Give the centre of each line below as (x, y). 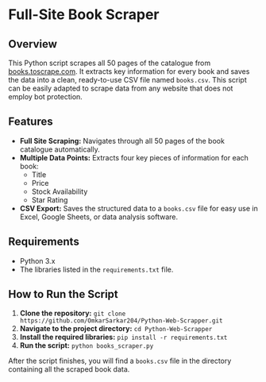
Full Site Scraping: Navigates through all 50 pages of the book (122, 141)
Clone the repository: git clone (73, 313)
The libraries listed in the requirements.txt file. (96, 269)
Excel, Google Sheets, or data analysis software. (99, 217)
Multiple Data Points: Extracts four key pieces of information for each (134, 157)
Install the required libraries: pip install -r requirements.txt (123, 337)
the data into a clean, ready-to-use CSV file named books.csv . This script (128, 80)
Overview (33, 44)
